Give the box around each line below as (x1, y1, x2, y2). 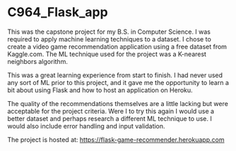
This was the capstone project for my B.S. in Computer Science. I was (7, 27, 211, 36)
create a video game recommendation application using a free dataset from (7, 42, 228, 51)
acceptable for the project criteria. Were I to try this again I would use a (7, 107, 214, 115)
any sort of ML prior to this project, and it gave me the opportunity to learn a (7, 78, 230, 86)
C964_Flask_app (7, 4, 108, 20)
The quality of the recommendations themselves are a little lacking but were (7, 99, 228, 107)
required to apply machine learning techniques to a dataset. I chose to (7, 34, 212, 43)
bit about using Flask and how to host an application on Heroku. (7, 86, 193, 94)
